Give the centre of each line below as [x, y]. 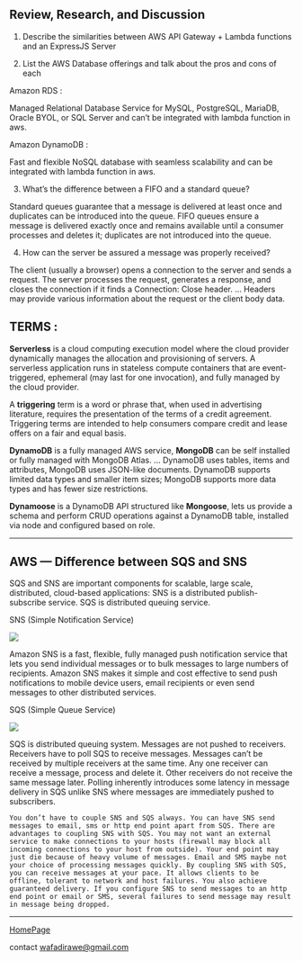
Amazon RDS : [36, 90]
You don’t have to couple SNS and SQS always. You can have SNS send [142, 818]
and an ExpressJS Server [69, 46]
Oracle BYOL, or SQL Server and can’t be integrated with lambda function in [150, 117]
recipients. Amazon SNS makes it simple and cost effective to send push [144, 673]
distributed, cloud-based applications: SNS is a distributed [117, 593]
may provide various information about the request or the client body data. [147, 298]
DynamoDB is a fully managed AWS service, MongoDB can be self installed [150, 450]
